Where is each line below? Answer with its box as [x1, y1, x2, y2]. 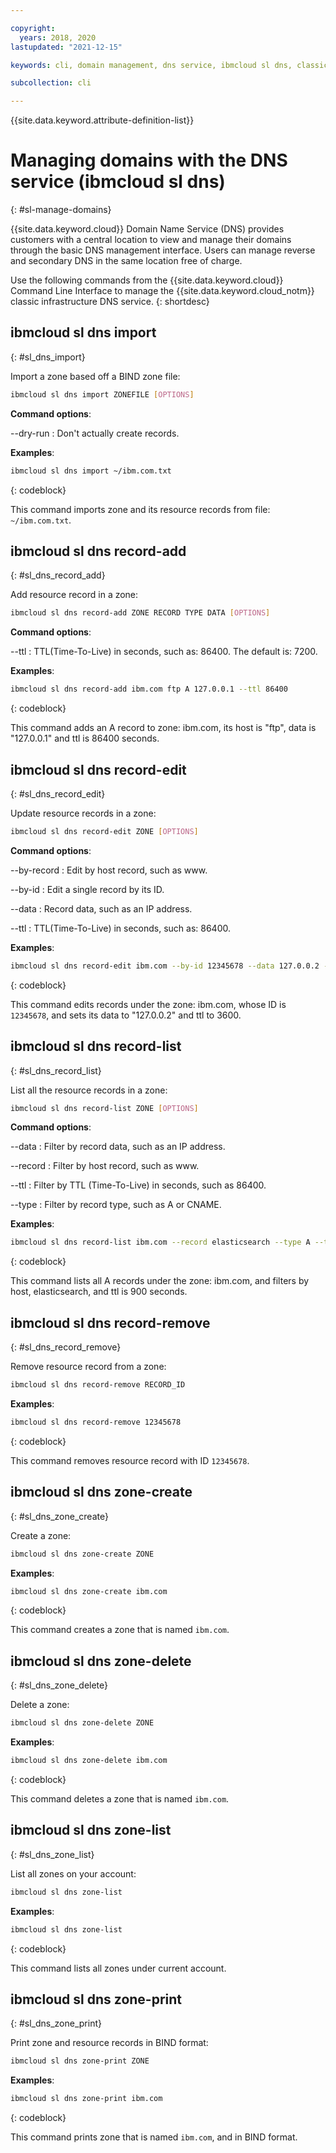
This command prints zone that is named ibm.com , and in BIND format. [10, 2131, 298, 2143]
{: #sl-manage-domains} [10, 204, 112, 216]
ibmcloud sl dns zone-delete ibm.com [10, 1756, 168, 1766]
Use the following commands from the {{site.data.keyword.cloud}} [10, 274, 284, 286]
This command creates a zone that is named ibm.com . [10, 1624, 230, 1636]
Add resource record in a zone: [10, 589, 139, 601]
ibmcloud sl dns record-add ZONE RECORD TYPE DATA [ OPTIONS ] [10, 608, 271, 618]
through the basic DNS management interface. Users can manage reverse [10, 244, 316, 256]
